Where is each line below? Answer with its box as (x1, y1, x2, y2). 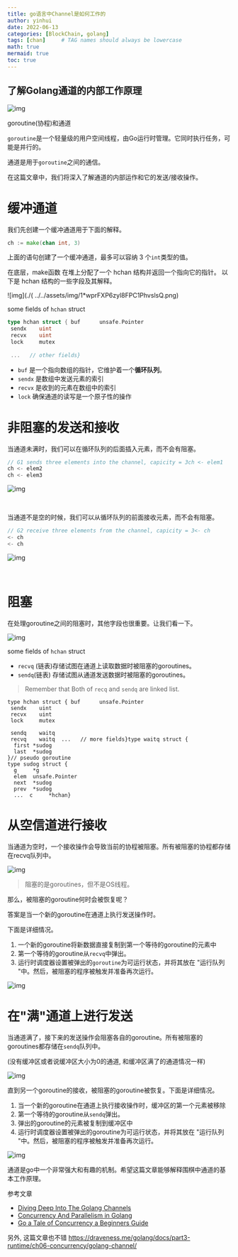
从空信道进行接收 (7, 817, 108, 833)
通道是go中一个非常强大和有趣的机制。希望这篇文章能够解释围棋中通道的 (7, 1165, 220, 1174)
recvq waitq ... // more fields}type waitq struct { (10, 736, 189, 743)
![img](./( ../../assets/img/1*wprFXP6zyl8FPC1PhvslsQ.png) (7, 291, 179, 300)
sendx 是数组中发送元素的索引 (17, 374, 104, 383)
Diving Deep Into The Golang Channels (17, 1203, 132, 1212)
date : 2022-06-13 (7, 23, 59, 31)
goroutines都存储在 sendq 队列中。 (7, 1042, 105, 1050)
